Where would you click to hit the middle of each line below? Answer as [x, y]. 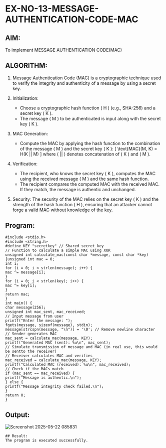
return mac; [17, 294]
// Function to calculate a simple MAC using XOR [58, 250]
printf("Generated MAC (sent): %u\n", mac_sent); [58, 342]
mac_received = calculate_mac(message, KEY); [53, 360]
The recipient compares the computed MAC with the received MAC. [90, 184]
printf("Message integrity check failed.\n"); [54, 386]
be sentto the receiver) [31, 351]
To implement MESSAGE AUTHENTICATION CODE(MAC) [64, 50]
